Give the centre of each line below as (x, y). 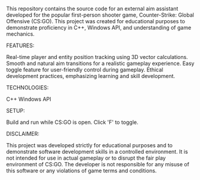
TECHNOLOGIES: (27, 88)
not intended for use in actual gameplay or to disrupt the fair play (86, 158)
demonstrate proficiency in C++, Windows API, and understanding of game (99, 27)
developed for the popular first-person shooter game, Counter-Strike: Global (100, 15)
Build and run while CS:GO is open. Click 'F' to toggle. (72, 122)
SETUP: (16, 111)
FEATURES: (20, 45)
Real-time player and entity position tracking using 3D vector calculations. (97, 57)
